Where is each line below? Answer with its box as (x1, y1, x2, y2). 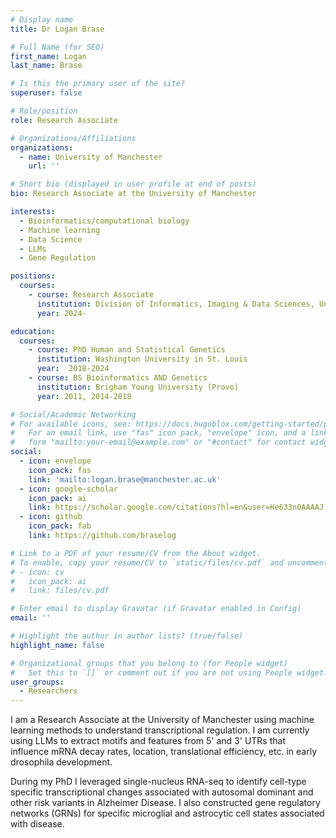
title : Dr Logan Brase (10, 24, 105, 34)
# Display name (10, 14, 74, 25)
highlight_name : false (10, 640, 105, 650)
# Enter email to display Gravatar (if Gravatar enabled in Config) (10, 604, 302, 614)
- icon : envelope (19, 456, 92, 466)
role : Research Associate (10, 115, 118, 125)
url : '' (28, 161, 60, 171)
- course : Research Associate (28, 290, 155, 300)
